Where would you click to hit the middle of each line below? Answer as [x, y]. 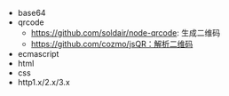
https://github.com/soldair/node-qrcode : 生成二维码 [125, 33]
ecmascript [38, 54]
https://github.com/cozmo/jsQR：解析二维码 [112, 44]
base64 [32, 13]
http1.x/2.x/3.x [44, 82]
